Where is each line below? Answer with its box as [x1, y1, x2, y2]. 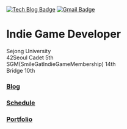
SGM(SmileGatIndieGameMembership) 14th [6, 60, 116, 67]
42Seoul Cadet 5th [6, 54, 54, 61]
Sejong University [6, 47, 51, 54]
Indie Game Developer [6, 28, 121, 41]
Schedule [6, 98, 35, 107]
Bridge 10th [6, 67, 35, 74]
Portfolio [6, 115, 33, 123]
